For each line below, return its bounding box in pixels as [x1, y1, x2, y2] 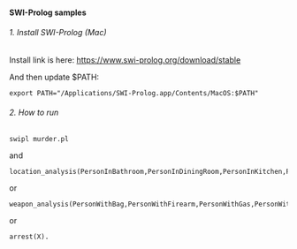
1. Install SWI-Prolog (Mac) [9, 27, 107, 38]
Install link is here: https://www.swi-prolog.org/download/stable [9, 54, 241, 65]
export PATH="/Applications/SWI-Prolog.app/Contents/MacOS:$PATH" [9, 88, 259, 97]
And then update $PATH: [9, 72, 100, 82]
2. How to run [9, 107, 59, 118]
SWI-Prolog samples [9, 7, 87, 18]
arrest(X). [9, 232, 49, 241]
